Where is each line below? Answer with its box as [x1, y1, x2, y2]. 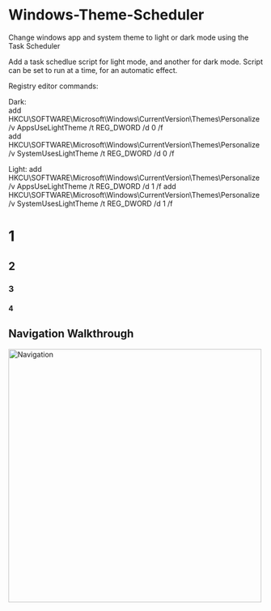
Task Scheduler [8, 41, 61, 50]
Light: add [8, 164, 42, 173]
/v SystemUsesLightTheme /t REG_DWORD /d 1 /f [8, 199, 173, 208]
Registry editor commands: [8, 81, 99, 91]
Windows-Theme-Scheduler [8, 6, 205, 24]
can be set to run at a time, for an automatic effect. [8, 65, 178, 75]
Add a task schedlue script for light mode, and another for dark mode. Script [8, 57, 264, 66]
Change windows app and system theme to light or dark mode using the [8, 32, 249, 42]
